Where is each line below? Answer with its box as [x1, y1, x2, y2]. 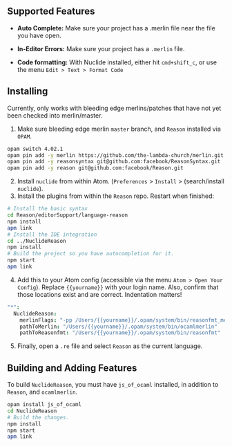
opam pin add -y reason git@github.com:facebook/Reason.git [7, 165, 184, 172]
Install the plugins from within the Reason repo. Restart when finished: [17, 192, 214, 200]
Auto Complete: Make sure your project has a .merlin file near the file [17, 24, 215, 32]
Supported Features [7, 6, 95, 17]
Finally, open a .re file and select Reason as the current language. [17, 342, 203, 350]
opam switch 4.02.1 [7, 145, 64, 152]
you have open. [17, 31, 62, 39]
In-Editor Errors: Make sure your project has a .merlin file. [17, 44, 185, 53]
